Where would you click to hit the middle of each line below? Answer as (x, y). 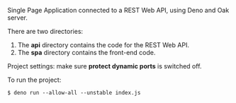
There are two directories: (45, 31)
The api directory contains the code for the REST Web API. (103, 45)
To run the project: (34, 80)
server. (18, 18)
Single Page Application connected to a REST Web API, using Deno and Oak (118, 10)
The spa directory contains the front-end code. (86, 53)
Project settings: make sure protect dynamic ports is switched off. (105, 66)
